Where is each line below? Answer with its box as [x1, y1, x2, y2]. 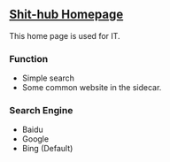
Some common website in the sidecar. [21, 82, 162, 93]
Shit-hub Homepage [9, 7, 124, 22]
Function [9, 52, 49, 65]
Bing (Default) [21, 143, 73, 154]
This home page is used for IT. [9, 30, 121, 41]
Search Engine [9, 104, 73, 117]
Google [21, 134, 50, 144]
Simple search [21, 73, 75, 83]
